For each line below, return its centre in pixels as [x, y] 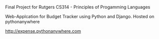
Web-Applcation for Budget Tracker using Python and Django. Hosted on [80, 16]
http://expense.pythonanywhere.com [43, 31]
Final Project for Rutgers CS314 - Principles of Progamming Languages [78, 7]
